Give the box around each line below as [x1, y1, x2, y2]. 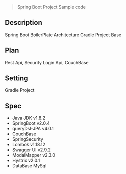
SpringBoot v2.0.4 [12, 120, 50, 126]
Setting [5, 74, 28, 83]
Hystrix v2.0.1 [12, 157, 40, 164]
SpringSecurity [12, 136, 43, 142]
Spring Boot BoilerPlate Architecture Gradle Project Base [5, 32, 121, 38]
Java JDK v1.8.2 [12, 115, 46, 121]
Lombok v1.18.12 [12, 142, 46, 148]
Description [5, 18, 42, 27]
